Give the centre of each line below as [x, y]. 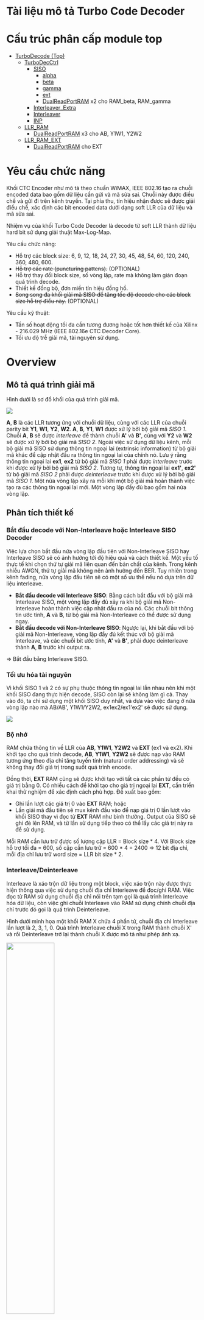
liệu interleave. [25, 584]
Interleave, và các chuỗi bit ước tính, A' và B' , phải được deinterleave [101, 640]
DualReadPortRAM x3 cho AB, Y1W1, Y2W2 [87, 134]
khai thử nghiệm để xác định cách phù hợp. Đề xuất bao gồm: [84, 792]
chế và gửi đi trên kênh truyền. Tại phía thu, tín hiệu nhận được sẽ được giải [101, 201]
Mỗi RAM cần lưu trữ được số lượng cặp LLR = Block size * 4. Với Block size [101, 841]
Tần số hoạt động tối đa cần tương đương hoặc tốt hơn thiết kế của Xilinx [106, 325]
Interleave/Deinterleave [42, 870]
